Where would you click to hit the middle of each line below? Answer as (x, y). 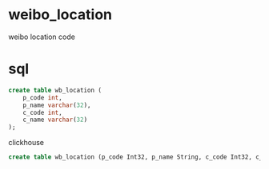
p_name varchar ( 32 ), (57, 105)
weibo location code (42, 37)
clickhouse (26, 143)
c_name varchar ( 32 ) (55, 120)
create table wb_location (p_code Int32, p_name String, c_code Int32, (130, 157)
